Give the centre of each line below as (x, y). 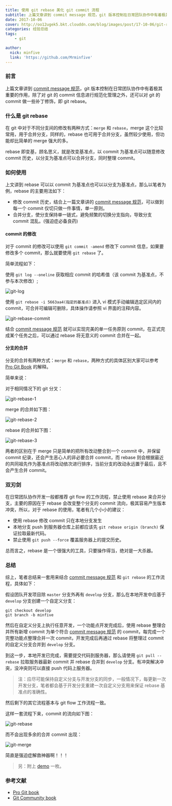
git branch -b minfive (29, 615)
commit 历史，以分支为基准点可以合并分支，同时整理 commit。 (72, 158)
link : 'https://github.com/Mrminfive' (51, 57)
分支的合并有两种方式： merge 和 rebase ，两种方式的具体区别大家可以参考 (82, 360)
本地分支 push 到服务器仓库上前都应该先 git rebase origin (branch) (85, 527)
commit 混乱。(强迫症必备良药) (45, 221)
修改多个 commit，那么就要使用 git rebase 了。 (56, 253)
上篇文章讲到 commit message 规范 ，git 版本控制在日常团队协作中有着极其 (84, 88)
